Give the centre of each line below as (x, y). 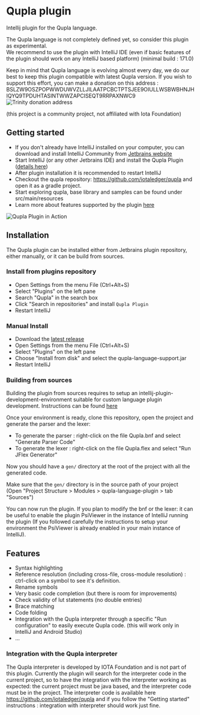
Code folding (31, 613)
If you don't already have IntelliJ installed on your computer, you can (100, 147)
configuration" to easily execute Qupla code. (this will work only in (97, 625)
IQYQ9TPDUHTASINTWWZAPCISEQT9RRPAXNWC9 (71, 96)
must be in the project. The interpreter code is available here (81, 692)
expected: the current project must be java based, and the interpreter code (99, 686)
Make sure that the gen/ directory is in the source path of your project (92, 485)
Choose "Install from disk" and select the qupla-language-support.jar (101, 358)
